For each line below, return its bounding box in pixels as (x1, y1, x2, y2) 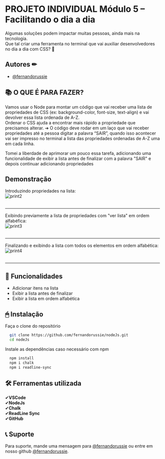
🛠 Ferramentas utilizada (5, 379, 82, 387)
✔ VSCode (5, 395, 26, 401)
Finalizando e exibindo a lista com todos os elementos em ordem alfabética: (5, 243, 159, 249)
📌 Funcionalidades (5, 272, 63, 280)
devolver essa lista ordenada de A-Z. (5, 115, 80, 120)
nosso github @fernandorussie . (5, 448, 69, 454)
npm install (9, 355, 34, 361)
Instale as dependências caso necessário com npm (5, 346, 109, 352)
